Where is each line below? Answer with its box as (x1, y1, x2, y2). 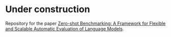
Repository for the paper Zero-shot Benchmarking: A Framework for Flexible (5, 20, 166, 26)
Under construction (5, 4, 90, 15)
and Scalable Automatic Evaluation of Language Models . (5, 25, 124, 31)
